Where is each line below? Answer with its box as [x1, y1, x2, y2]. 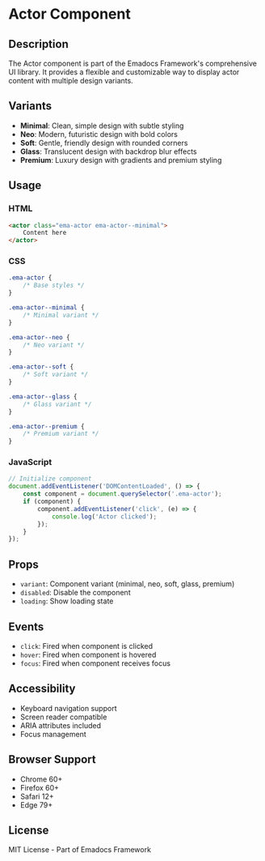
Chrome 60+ [19, 774, 63, 784]
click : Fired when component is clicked [19, 641, 154, 650]
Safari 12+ [19, 791, 54, 801]
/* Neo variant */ [23, 341, 85, 349]
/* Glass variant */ [23, 400, 92, 408]
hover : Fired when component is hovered [19, 650, 157, 659]
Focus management [19, 729, 86, 739]
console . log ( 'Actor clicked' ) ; [51, 512, 158, 521]
